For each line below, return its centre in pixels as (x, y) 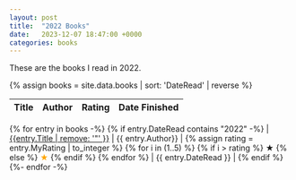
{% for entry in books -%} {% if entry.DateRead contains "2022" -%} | (139, 129)
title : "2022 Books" (50, 26)
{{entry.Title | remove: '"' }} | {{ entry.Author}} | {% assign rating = (131, 139)
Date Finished (148, 107)
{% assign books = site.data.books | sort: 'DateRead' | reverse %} (131, 85)
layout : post (34, 17)
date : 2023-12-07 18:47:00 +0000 (76, 34)
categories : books (44, 43)
